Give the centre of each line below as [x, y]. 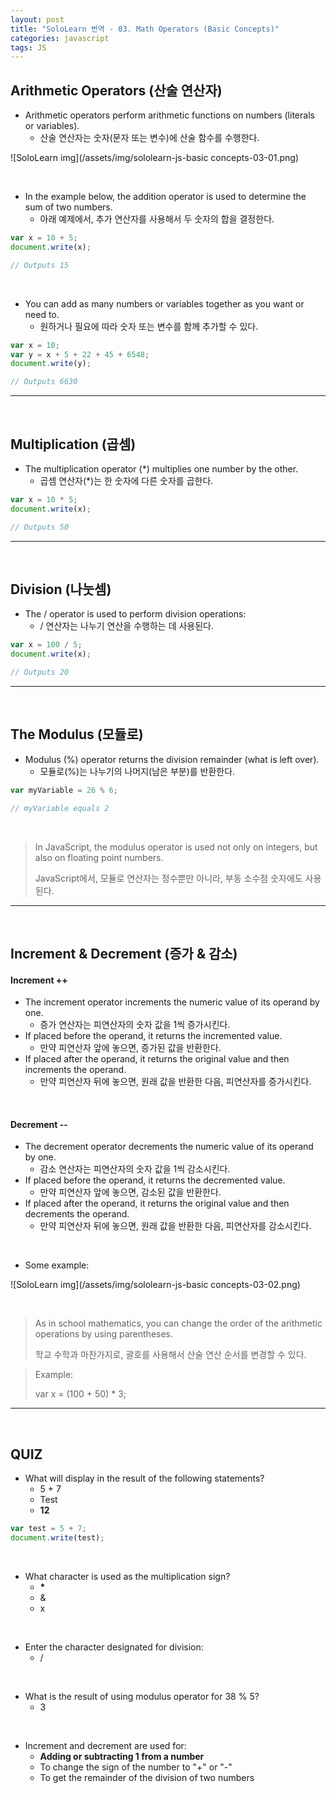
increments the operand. [75, 1070]
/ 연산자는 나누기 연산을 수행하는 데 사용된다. [127, 626]
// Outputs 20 [40, 672]
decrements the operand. [77, 1214]
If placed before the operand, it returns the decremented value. [155, 1180]
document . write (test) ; [57, 1538]
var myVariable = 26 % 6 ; [64, 790]
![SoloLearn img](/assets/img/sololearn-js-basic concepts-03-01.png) [155, 158]
